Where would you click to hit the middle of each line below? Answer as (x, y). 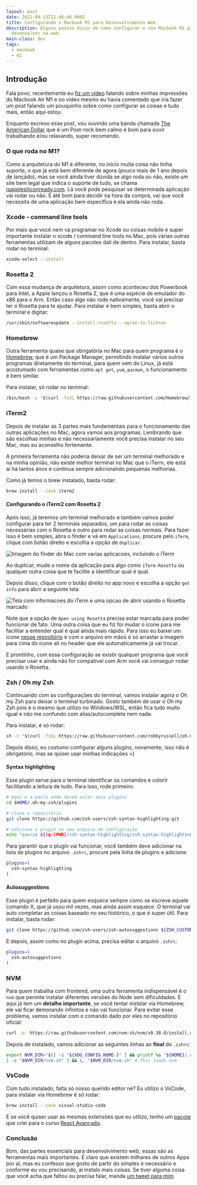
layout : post (22, 11)
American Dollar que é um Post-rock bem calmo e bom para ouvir (86, 130)
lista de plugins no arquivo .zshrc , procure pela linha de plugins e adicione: (97, 852)
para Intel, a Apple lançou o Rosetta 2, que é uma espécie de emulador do (96, 293)
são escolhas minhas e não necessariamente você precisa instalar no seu (95, 439)
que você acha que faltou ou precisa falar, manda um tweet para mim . (91, 1176)
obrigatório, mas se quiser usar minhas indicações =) (70, 754)
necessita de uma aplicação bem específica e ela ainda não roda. (85, 201)
